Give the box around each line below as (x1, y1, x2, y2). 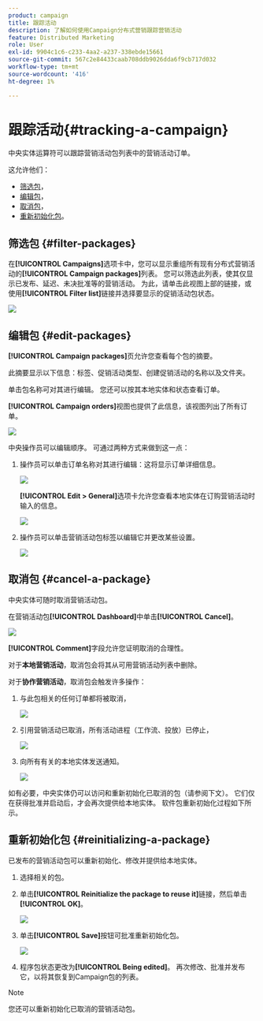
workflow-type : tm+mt (8, 63, 80, 71)
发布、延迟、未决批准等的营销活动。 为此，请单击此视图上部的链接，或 (21, 279, 252, 289)
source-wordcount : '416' (8, 70, 90, 78)
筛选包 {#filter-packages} (8, 237, 136, 250)
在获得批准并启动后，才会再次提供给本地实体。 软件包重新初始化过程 (8, 798, 231, 807)
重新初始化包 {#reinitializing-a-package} (8, 833, 211, 847)
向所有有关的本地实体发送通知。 (19, 756, 124, 766)
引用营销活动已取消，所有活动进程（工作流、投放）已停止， (19, 725, 213, 734)
